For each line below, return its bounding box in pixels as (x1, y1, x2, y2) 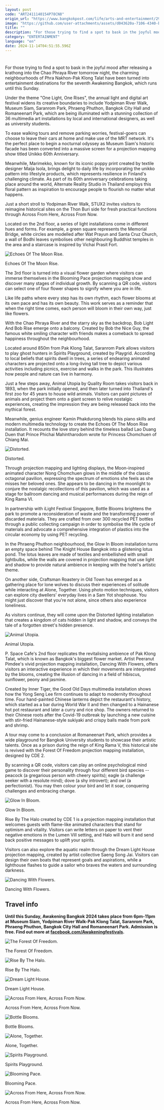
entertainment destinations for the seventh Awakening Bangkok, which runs (5, 80, 157, 86)
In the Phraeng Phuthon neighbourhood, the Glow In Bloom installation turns (5, 541, 158, 547)
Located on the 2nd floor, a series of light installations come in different (5, 221, 149, 227)
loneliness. (5, 602, 27, 608)
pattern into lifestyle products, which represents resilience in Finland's (5, 170, 146, 176)
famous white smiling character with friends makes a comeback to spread (5, 330, 154, 336)
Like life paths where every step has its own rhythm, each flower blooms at (5, 295, 156, 301)
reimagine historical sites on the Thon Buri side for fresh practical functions (5, 206, 157, 212)
